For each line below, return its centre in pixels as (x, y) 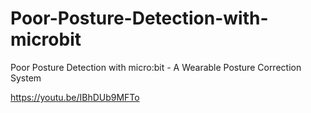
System (26, 78)
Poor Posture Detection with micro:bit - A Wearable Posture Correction (156, 67)
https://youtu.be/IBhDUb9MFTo (75, 97)
